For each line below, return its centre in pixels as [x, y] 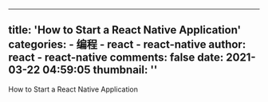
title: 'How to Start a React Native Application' [125, 30]
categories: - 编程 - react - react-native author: [127, 45]
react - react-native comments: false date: [116, 58]
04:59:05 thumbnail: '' [100, 70]
